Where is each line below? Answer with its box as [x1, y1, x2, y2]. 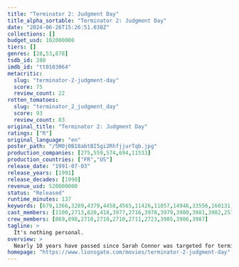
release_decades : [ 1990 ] [7, 176, 81, 183]
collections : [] [7, 30, 55, 38]
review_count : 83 [14, 116, 65, 123]
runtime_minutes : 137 [7, 196, 72, 203]
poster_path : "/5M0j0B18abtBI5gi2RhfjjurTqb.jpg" [7, 143, 158, 150]
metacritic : [7, 70, 43, 77]
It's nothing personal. [14, 229, 84, 236]
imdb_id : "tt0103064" [7, 63, 72, 70]
